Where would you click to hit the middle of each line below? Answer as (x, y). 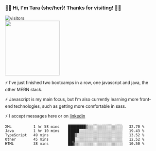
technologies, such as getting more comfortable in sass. (70, 106)
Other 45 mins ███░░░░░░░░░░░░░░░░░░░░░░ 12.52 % (75, 140)
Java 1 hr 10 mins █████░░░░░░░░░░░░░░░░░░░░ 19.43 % (75, 131)
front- (145, 100)
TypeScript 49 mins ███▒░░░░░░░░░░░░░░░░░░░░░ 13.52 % (75, 135)
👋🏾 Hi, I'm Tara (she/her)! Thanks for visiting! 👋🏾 (63, 8)
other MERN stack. (24, 90)
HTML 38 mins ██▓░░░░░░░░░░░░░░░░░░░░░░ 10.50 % (75, 144)
